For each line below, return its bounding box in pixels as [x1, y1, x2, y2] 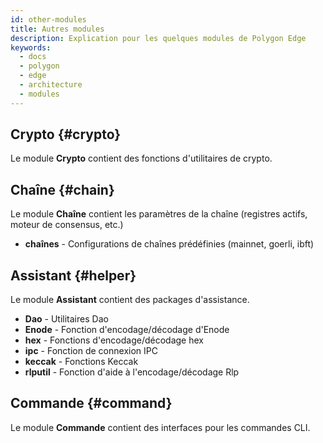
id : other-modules [10, 14, 87, 25]
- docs [19, 52, 47, 62]
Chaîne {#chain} [10, 181, 115, 198]
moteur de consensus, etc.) [10, 219, 124, 231]
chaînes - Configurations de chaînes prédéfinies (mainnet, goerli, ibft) [24, 238, 315, 250]
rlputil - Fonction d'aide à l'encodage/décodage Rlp [24, 366, 240, 378]
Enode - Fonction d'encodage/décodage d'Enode [24, 324, 230, 336]
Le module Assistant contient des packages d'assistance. [10, 294, 250, 306]
